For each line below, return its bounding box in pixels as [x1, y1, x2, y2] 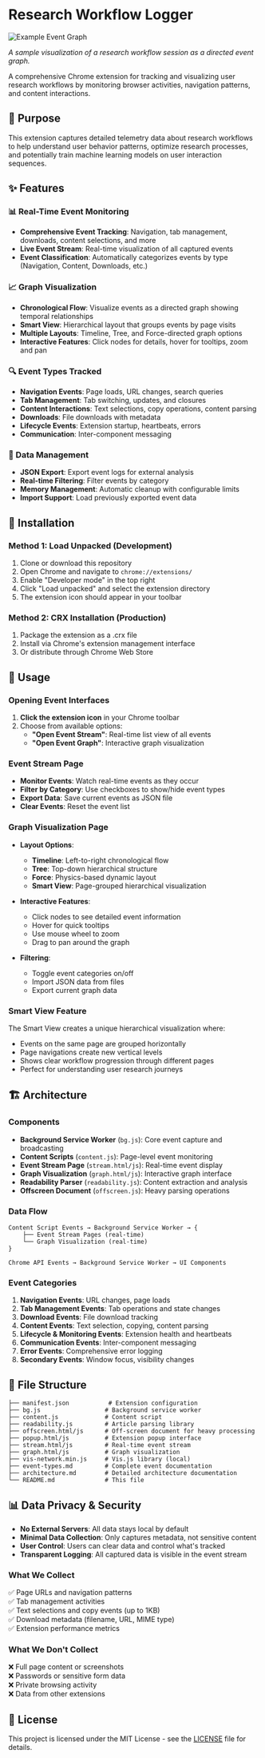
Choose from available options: [19, 721, 123, 731]
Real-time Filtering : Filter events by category [19, 476, 169, 485]
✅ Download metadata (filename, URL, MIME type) [8, 1615, 175, 1624]
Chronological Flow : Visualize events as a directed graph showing [19, 302, 239, 313]
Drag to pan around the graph [31, 937, 130, 947]
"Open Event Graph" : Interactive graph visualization [31, 738, 205, 747]
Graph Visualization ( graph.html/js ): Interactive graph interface [19, 1169, 232, 1178]
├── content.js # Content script [8, 1413, 162, 1421]
